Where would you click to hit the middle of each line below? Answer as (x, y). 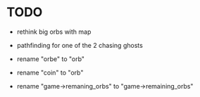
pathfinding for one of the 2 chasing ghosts (80, 45)
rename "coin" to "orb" (50, 72)
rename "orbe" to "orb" (51, 59)
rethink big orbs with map (54, 32)
